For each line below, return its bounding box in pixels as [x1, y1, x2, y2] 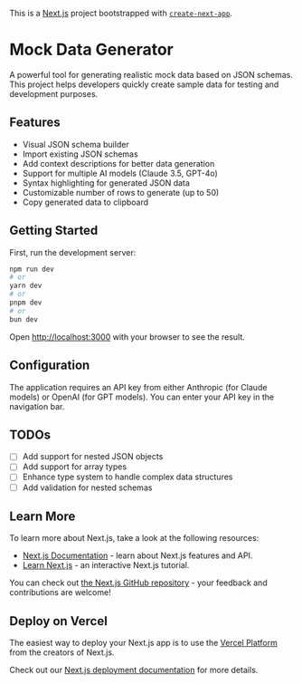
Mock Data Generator [9, 40, 174, 60]
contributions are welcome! [9, 587, 111, 598]
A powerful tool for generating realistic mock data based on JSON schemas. [9, 69, 294, 80]
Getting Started [9, 223, 99, 238]
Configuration [9, 358, 90, 373]
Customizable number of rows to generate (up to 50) [22, 187, 220, 197]
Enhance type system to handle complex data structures [22, 471, 233, 483]
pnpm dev [9, 298, 42, 307]
